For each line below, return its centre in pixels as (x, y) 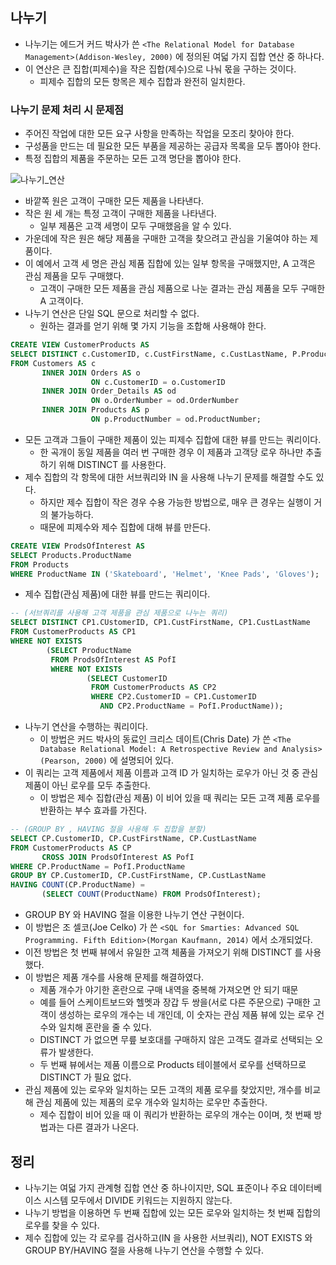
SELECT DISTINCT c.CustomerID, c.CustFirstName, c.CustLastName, (149, 354)
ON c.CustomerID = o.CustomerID (158, 382)
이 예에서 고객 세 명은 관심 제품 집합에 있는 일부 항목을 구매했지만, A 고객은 (170, 264)
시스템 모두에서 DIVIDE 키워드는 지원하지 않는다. (138, 1200)
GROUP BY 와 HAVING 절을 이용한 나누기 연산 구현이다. (134, 915)
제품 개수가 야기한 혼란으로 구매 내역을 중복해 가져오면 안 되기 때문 (169, 990)
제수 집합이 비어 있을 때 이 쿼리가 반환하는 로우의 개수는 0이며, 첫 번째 (175, 1115)
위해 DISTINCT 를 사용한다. (112, 464)
